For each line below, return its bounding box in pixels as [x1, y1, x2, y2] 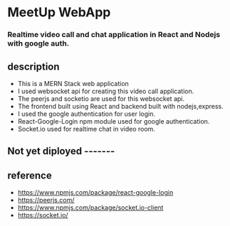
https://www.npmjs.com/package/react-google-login [17, 188, 174, 197]
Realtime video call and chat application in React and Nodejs [7, 30, 221, 40]
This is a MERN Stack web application [17, 79, 130, 87]
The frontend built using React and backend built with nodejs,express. [17, 102, 224, 110]
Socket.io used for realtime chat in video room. [17, 124, 155, 133]
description [7, 60, 60, 72]
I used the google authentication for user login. [17, 109, 155, 118]
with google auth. [7, 38, 70, 48]
